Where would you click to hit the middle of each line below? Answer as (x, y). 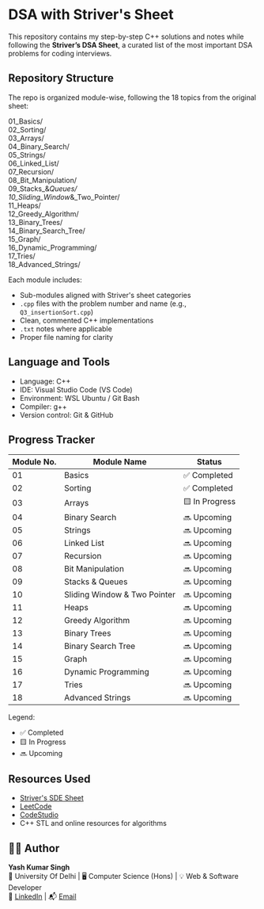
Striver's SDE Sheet (52, 798)
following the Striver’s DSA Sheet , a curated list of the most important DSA (130, 44)
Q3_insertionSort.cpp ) (57, 311)
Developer (25, 888)
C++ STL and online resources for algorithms (93, 823)
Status (209, 462)
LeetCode (36, 807)
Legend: (22, 717)
